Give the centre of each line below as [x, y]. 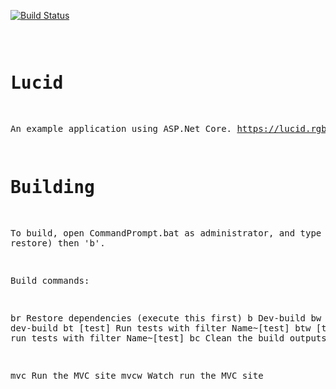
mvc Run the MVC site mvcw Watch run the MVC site [137, 375]
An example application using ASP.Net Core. [121, 128]
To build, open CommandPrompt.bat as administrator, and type [166, 233]
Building [52, 187]
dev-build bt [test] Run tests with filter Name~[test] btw [161, 328]
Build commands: [50, 280]
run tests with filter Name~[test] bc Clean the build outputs [168, 338]
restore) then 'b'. [58, 243]
